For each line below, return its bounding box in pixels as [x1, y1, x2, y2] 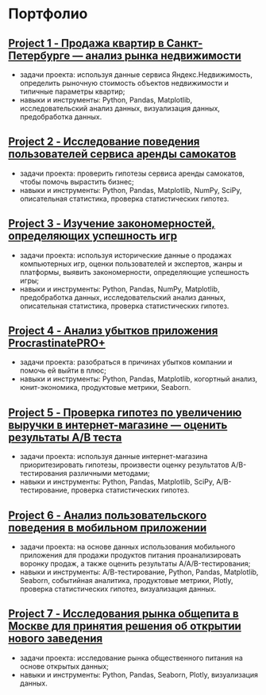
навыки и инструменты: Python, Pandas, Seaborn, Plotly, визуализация [19, 670, 258, 679]
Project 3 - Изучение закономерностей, [8, 217, 216, 230]
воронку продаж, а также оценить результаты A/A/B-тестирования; [19, 559, 251, 569]
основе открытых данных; [19, 661, 110, 671]
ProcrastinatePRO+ [8, 337, 106, 350]
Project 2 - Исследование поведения [8, 135, 200, 149]
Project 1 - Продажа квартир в [8, 37, 164, 50]
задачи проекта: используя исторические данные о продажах [19, 250, 232, 260]
